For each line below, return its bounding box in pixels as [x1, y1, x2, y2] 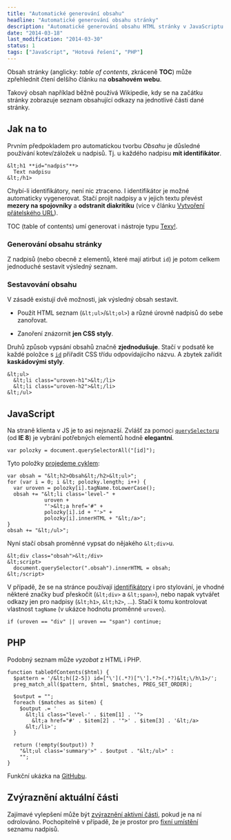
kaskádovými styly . [7, 358, 65, 366]
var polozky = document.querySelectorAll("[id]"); [7, 447, 156, 454]
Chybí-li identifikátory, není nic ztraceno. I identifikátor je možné [7, 186, 190, 194]
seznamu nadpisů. [7, 825, 60, 833]
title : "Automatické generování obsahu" [7, 10, 125, 17]
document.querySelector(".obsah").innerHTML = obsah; [13, 565, 171, 572]
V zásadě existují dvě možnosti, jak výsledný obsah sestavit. [7, 295, 179, 304]
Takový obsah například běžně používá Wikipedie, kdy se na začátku [7, 88, 203, 97]
